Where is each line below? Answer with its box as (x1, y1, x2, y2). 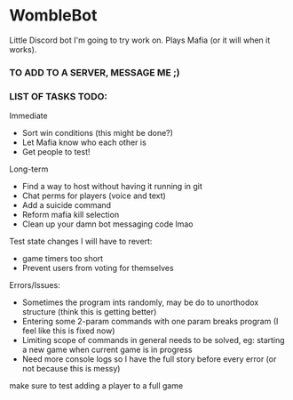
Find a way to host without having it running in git (21, 181, 202, 192)
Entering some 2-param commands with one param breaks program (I (21, 316, 279, 327)
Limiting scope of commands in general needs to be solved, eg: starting (21, 335, 286, 346)
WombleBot (9, 5, 98, 26)
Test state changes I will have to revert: (9, 236, 153, 247)
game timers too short (21, 253, 104, 264)
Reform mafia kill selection (21, 210, 120, 220)
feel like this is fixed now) (21, 325, 115, 336)
